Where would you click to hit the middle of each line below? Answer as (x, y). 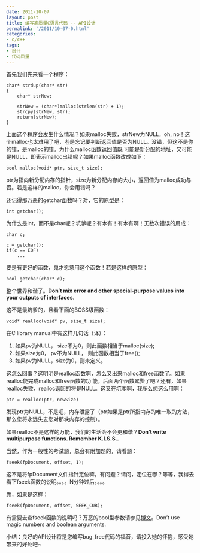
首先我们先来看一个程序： (38, 74)
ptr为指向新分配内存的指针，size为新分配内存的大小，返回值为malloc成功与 (99, 180)
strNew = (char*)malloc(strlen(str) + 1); (71, 106)
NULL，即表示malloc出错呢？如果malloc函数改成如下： (79, 156)
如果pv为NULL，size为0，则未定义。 (60, 361)
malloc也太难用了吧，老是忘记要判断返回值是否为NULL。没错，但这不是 (100, 141)
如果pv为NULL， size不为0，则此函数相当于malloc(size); (85, 346)
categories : (21, 34)
